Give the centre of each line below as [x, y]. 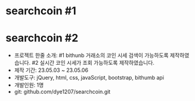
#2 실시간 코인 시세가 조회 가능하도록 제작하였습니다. [93, 63]
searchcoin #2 [42, 38]
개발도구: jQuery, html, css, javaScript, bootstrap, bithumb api [89, 78]
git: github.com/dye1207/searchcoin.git [62, 92]
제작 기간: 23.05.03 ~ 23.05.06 [51, 70]
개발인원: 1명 [29, 85]
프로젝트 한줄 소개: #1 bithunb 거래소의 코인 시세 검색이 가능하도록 [91, 55]
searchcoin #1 [41, 11]
